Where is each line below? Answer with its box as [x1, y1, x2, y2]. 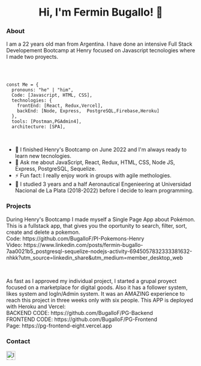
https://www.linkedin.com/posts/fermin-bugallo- [23, 241, 143, 248]
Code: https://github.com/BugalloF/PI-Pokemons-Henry [6, 234, 145, 242]
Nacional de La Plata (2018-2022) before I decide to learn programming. [14, 187, 194, 194]
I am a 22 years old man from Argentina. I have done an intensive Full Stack [6, 40, 193, 47]
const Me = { [6, 82, 39, 88]
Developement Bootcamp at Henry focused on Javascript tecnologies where [6, 47, 196, 54]
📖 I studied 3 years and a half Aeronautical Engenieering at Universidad [14, 180, 191, 188]
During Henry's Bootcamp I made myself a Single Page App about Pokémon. [6, 216, 196, 223]
